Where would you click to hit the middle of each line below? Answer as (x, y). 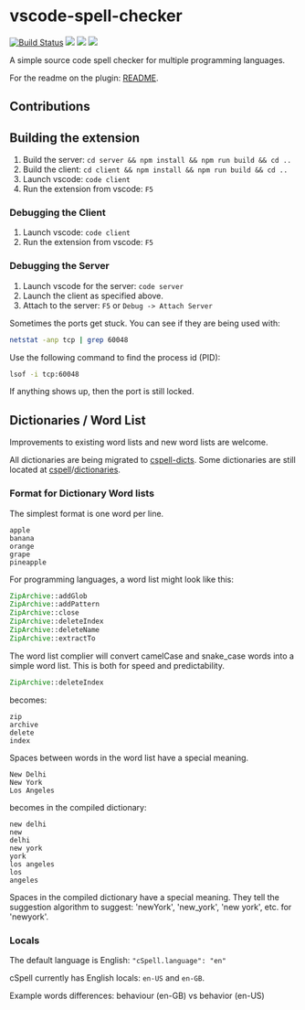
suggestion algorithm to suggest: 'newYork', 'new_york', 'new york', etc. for (151, 907)
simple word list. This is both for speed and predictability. (117, 665)
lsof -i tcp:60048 (44, 374)
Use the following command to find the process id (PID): (115, 357)
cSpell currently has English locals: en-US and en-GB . (107, 978)
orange (22, 546)
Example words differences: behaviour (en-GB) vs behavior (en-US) (137, 996)
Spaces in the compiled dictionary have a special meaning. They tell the (145, 897)
